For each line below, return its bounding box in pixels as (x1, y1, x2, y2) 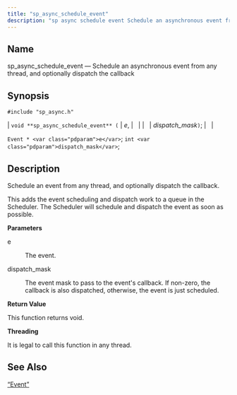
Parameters (7, 223, 42, 232)
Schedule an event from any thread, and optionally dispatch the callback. (7, 181, 220, 189)
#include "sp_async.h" (7, 109, 74, 116)
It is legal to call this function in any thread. (7, 341, 132, 349)
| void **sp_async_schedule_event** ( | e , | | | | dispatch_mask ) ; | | (7, 121, 214, 129)
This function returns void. (7, 313, 85, 322)
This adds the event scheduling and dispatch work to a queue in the (7, 195, 205, 204)
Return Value (7, 300, 47, 308)
